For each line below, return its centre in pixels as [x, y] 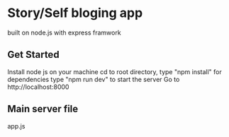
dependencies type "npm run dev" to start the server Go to [94, 79]
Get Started [33, 55]
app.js [16, 126]
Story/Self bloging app [75, 13]
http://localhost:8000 [38, 87]
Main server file [43, 109]
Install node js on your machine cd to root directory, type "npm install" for [114, 71]
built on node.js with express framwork [65, 32]
